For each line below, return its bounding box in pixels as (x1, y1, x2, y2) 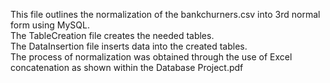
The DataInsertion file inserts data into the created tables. (10, 40, 248, 52)
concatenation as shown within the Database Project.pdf (10, 62, 244, 73)
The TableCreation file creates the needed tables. (10, 30, 215, 41)
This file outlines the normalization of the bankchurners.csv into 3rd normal (10, 9, 321, 20)
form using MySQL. (10, 19, 90, 31)
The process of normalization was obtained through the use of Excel (10, 51, 293, 63)
